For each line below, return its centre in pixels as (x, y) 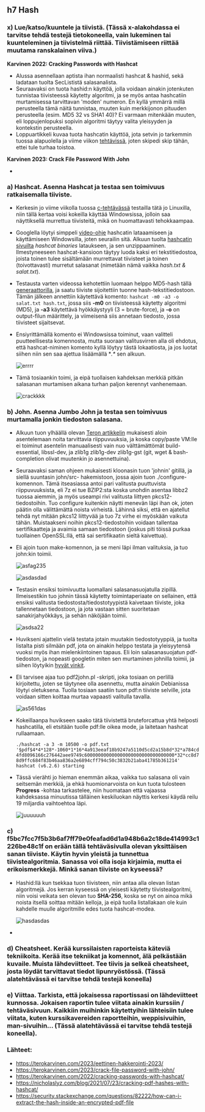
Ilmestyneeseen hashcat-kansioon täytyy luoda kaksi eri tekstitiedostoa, (106, 252)
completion (30, 459)
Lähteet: (20, 1050)
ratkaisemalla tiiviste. (40, 194)
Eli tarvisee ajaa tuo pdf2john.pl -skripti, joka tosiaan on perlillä (95, 677)
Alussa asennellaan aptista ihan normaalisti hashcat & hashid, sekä (99, 75)
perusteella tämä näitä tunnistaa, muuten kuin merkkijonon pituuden (101, 108)
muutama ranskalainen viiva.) (52, 50)
